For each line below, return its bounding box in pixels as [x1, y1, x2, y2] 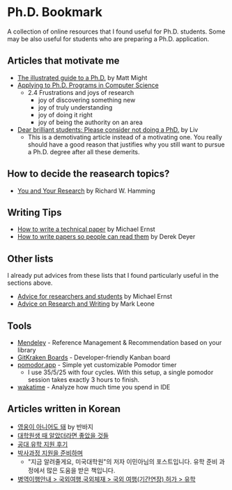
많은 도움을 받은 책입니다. [46, 466, 116, 475]
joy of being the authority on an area [38, 118, 143, 126]
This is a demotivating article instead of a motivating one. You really [27, 133, 223, 141]
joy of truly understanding [38, 103, 113, 112]
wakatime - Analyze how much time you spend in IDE [17, 383, 171, 391]
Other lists [7, 253, 54, 265]
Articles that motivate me [7, 55, 120, 67]
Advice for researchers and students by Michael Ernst [17, 292, 173, 301]
